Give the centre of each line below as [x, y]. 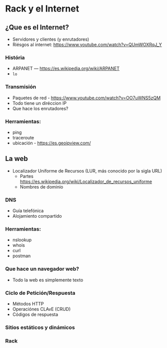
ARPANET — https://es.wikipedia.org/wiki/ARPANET [66, 69]
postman [21, 256]
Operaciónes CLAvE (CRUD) [41, 309]
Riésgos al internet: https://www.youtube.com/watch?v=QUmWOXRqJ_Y [87, 45]
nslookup [22, 240]
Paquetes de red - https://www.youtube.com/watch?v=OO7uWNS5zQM [86, 98]
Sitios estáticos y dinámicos [40, 327]
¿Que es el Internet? [37, 27]
